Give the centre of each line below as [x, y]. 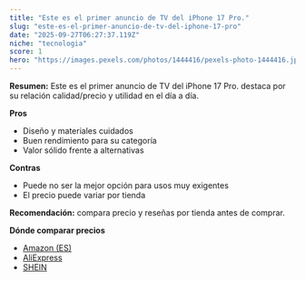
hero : [20, 60]
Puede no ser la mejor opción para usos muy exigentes [126, 186]
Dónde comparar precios [58, 230]
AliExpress [42, 257]
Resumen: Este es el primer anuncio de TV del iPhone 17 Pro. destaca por [148, 86]
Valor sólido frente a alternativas [83, 150]
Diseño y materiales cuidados [78, 131]
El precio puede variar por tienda [84, 195]
